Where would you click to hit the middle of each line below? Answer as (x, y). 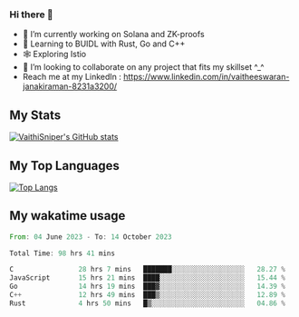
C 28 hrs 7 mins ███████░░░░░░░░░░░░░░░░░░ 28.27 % (147, 270)
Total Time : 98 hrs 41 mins (63, 253)
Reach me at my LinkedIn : (72, 77)
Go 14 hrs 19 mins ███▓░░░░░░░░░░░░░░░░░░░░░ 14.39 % (147, 287)
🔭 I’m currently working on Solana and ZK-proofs (114, 35)
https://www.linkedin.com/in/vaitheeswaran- (207, 77)
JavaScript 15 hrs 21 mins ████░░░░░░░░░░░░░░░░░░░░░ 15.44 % (147, 278)
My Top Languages (65, 166)
